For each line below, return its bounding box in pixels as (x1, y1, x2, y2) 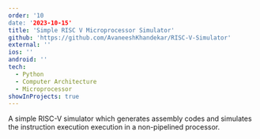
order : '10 (8, 11, 44, 20)
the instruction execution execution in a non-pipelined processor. (8, 122, 220, 132)
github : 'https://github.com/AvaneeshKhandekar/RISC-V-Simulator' (8, 33, 232, 42)
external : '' (8, 41, 51, 49)
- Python (15, 70, 44, 78)
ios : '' (8, 48, 34, 56)
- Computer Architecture (15, 77, 97, 85)
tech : (8, 63, 26, 71)
